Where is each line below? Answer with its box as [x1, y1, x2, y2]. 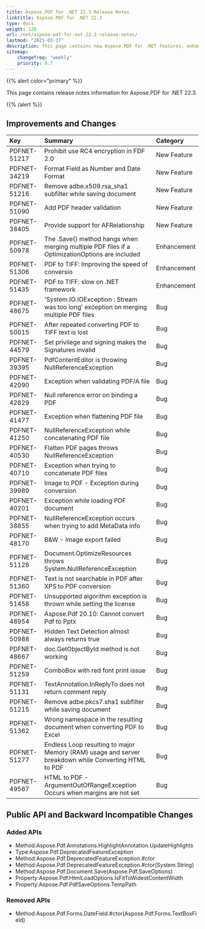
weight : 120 [6, 26, 37, 32]
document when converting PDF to [44, 723, 145, 731]
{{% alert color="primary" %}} [6, 77, 83, 84]
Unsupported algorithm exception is [44, 592, 148, 600]
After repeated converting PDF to [44, 321, 139, 329]
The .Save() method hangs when [44, 235, 138, 244]
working [44, 652, 68, 661]
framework [44, 285, 76, 294]
